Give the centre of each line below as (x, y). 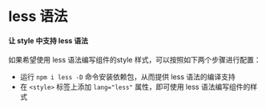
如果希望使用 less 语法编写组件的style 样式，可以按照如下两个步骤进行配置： (135, 60)
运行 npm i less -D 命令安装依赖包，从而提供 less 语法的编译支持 (127, 77)
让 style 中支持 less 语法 (48, 40)
